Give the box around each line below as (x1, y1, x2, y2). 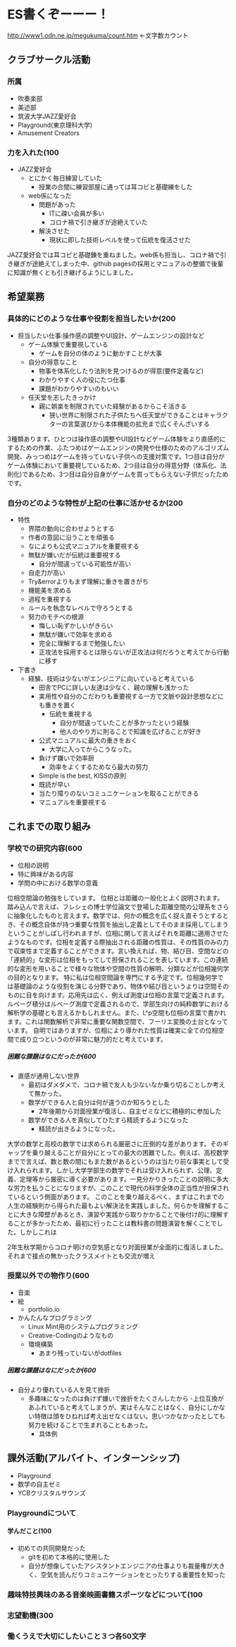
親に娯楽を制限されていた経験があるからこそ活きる (38, 402, 187, 410)
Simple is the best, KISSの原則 (38, 771, 127, 780)
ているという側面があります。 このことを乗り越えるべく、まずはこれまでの (7, 1192, 225, 1201)
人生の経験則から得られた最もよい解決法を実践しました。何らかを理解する (7, 1201, 223, 1210)
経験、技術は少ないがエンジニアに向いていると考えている (27, 674, 195, 682)
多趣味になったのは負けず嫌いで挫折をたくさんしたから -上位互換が (27, 1394, 224, 1403)
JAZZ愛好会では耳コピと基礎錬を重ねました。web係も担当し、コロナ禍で (7, 250, 221, 258)
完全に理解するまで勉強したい (38, 638, 125, 647)
